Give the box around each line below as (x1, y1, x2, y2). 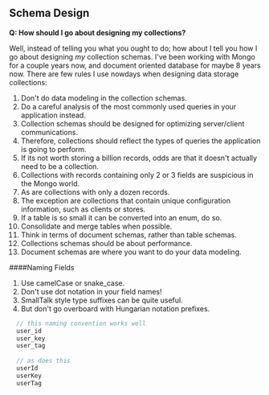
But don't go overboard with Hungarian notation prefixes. (20, 303, 210, 313)
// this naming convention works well (16, 319, 147, 327)
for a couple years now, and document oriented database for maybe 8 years (9, 60, 261, 70)
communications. (20, 127, 79, 137)
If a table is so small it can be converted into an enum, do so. (20, 212, 222, 222)
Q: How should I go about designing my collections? (9, 27, 186, 37)
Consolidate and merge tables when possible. (20, 221, 173, 231)
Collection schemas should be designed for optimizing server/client (20, 118, 245, 128)
